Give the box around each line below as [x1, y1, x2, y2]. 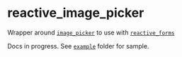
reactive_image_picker [7, 5, 144, 21]
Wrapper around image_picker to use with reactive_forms [7, 28, 175, 37]
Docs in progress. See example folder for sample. [7, 42, 149, 50]
